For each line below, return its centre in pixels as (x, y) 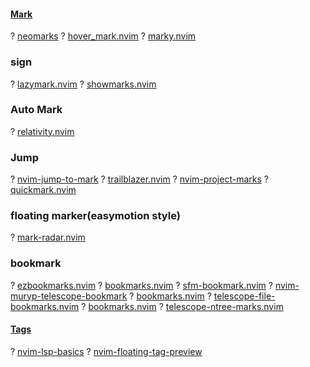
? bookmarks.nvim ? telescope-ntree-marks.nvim (182, 306)
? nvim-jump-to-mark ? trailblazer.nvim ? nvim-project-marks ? (139, 179)
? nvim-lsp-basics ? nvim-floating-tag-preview (106, 351)
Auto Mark (36, 110)
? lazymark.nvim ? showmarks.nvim (83, 84)
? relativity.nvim (42, 131)
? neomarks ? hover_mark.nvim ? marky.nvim (103, 36)
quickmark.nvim (43, 190)
